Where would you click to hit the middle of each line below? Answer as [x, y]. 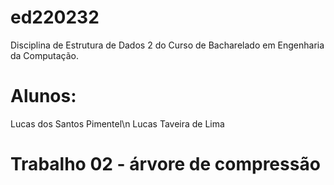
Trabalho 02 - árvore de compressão [165, 164]
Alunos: [43, 96]
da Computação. [45, 55]
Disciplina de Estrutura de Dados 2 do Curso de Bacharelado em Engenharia [167, 45]
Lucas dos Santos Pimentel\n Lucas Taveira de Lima [117, 123]
